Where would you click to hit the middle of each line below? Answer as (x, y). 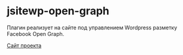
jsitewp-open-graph (58, 11)
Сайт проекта (24, 45)
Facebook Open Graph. (36, 33)
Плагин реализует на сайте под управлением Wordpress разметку (92, 27)
